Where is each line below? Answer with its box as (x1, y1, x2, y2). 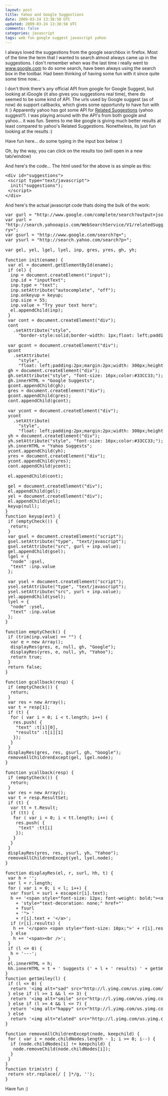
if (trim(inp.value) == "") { (7, 634, 82, 640)
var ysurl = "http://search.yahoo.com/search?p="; (5, 237, 132, 243)
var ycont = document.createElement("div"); (7, 408, 119, 414)
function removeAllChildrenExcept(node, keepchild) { (5, 1031, 140, 1037)
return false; (7, 664, 42, 670)
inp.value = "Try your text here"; (10, 302, 98, 308)
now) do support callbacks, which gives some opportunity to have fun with (5, 102, 159, 108)
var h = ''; (7, 875, 37, 881)
